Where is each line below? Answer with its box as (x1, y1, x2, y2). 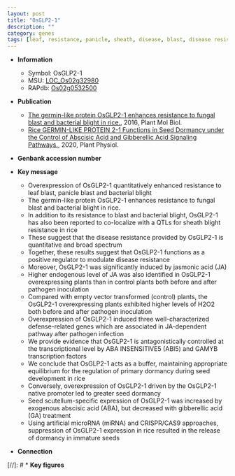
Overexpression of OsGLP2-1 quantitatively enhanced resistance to (27, 181, 222, 189)
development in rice (27, 375, 85, 383)
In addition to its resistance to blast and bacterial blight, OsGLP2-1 (27, 211, 218, 219)
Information (17, 55, 53, 64)
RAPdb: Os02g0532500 (27, 84, 97, 92)
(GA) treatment (27, 412, 71, 420)
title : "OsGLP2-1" (7, 17, 61, 24)
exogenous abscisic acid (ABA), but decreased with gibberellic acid (27, 404, 222, 412)
